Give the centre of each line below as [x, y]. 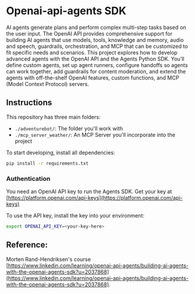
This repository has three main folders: [53, 117]
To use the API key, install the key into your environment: [75, 215]
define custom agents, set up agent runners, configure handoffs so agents [97, 65]
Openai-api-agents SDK [66, 11]
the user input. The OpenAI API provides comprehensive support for [89, 33]
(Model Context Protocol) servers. [48, 84]
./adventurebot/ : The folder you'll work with [69, 128]
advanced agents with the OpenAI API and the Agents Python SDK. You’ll [95, 59]
